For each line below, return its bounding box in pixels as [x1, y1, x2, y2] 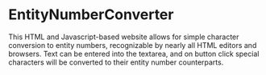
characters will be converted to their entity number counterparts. [8, 57, 224, 67]
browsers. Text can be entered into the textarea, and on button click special [8, 49, 260, 58]
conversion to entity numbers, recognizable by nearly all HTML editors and [8, 40, 257, 49]
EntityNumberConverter [8, 6, 174, 24]
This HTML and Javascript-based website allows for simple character [8, 32, 239, 41]
